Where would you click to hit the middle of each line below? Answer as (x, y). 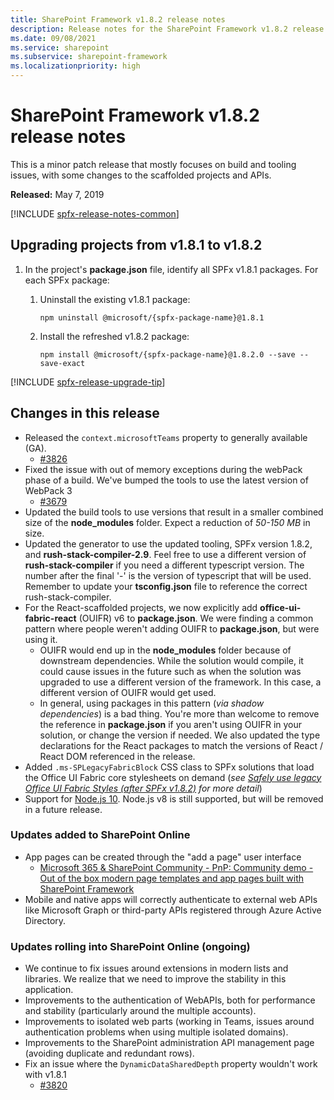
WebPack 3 (48, 490)
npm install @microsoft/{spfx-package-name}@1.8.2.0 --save (167, 354)
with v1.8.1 (45, 1075)
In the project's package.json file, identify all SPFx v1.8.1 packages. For (171, 269)
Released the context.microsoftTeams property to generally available (166, 437)
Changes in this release (85, 413)
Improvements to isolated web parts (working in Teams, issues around (169, 1022)
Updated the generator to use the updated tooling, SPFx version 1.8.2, (168, 543)
